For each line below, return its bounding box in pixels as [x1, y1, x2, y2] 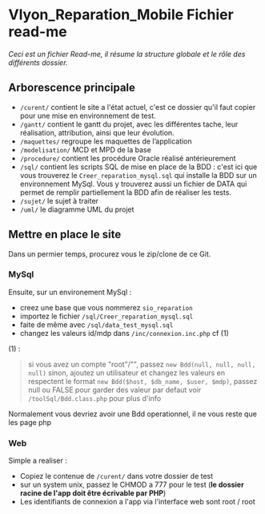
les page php [8, 417, 52, 427]
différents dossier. [8, 58, 68, 67]
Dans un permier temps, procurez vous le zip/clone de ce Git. [8, 249, 211, 258]
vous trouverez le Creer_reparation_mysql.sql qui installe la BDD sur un [19, 170, 258, 180]
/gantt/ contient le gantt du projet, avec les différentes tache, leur [19, 119, 239, 129]
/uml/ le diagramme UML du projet [19, 204, 135, 214]
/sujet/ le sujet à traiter [19, 196, 98, 205]
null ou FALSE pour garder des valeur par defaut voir [27, 385, 202, 395]
